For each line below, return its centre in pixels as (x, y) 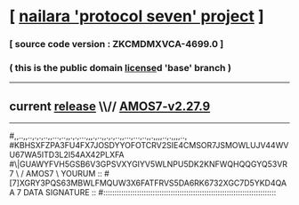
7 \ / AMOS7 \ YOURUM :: (56, 174)
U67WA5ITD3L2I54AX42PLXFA (67, 155)
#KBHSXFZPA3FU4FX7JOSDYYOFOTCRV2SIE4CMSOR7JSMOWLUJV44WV (149, 146)
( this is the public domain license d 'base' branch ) (120, 68)
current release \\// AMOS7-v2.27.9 (110, 106)
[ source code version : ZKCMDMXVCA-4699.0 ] (117, 44)
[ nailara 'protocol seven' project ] (137, 16)
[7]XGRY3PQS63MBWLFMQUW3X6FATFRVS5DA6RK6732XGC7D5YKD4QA (148, 183)
